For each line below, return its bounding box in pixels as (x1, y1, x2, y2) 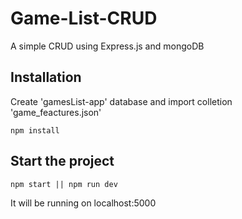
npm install (10, 125, 60, 136)
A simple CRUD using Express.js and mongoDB (10, 40, 205, 52)
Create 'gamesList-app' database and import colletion (10, 95, 233, 107)
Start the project (10, 153, 115, 170)
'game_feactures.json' (10, 106, 102, 118)
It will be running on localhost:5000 (10, 197, 157, 209)
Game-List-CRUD (10, 7, 158, 30)
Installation (10, 69, 82, 86)
